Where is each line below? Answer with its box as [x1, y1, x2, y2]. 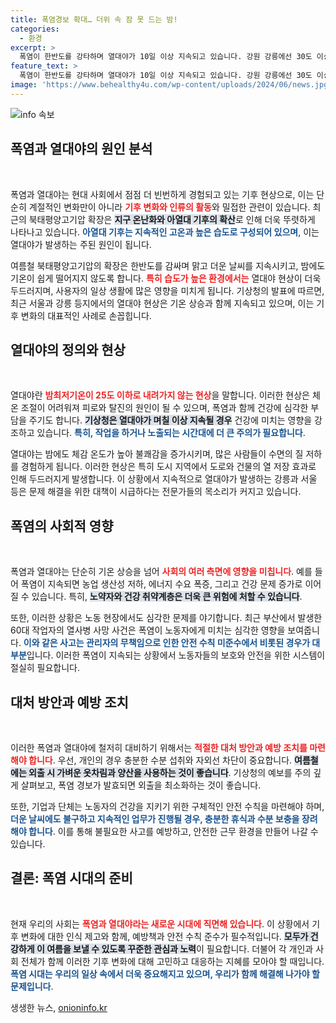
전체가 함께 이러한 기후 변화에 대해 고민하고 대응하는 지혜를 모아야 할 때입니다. [20, 955, 325, 967]
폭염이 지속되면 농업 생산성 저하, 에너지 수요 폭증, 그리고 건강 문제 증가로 [20, 578, 303, 590]
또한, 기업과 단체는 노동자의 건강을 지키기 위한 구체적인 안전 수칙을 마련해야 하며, [10, 801, 325, 812]
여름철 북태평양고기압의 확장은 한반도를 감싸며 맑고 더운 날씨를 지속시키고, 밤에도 [10, 259, 326, 271]
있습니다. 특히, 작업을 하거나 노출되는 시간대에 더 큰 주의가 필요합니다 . [36, 427, 306, 439]
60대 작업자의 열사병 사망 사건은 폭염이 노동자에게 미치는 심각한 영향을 [10, 624, 286, 636]
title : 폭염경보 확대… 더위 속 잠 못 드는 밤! [10, 14, 178, 25]
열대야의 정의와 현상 [10, 341, 126, 358]
